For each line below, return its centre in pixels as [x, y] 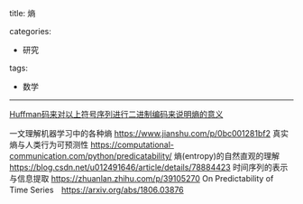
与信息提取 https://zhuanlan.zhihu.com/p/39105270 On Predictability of [142, 178]
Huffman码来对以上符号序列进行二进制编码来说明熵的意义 [116, 114]
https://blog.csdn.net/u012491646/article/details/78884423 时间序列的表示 [149, 167]
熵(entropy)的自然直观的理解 [227, 156]
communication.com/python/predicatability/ [91, 156]
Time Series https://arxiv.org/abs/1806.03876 [97, 190]
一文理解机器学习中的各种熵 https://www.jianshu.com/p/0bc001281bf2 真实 [149, 133]
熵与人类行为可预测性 [49, 144]
